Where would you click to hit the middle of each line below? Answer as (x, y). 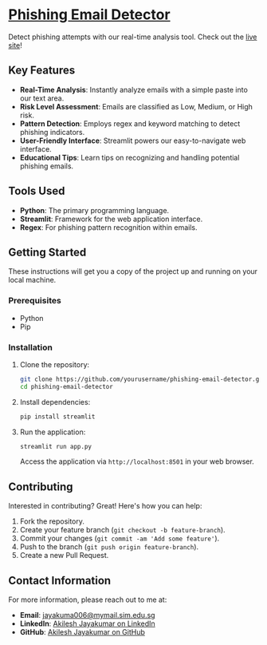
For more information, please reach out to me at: (88, 599)
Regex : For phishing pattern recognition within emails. (108, 227)
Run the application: (53, 432)
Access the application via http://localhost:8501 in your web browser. (137, 461)
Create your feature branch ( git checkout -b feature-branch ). (122, 530)
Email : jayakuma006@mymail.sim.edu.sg (87, 615)
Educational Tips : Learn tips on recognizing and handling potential (130, 157)
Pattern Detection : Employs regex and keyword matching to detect (130, 123)
